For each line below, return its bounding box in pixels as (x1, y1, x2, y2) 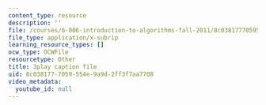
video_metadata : (8, 77, 62, 85)
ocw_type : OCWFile (8, 48, 69, 56)
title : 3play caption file (8, 63, 97, 71)
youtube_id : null (15, 84, 73, 93)
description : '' (8, 19, 62, 27)
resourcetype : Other (8, 56, 77, 64)
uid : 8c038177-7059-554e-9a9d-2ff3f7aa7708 (8, 70, 154, 78)
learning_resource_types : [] (8, 41, 104, 49)
